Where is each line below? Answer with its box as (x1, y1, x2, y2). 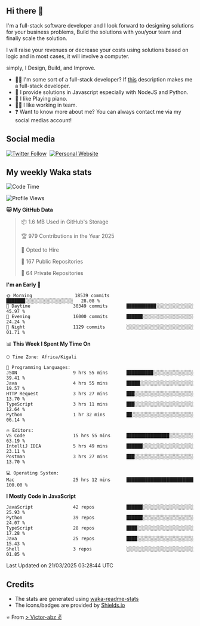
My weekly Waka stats (6, 167, 92, 177)
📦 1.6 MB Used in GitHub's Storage (20, 218, 109, 225)
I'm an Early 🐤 (6, 281, 41, 288)
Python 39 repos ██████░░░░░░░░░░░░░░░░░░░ (6, 515, 194, 521)
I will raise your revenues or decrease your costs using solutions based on (6, 46, 189, 53)
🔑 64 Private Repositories (20, 270, 84, 277)
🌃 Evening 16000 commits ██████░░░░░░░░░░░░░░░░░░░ (6, 314, 194, 320)
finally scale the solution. (6, 34, 67, 42)
